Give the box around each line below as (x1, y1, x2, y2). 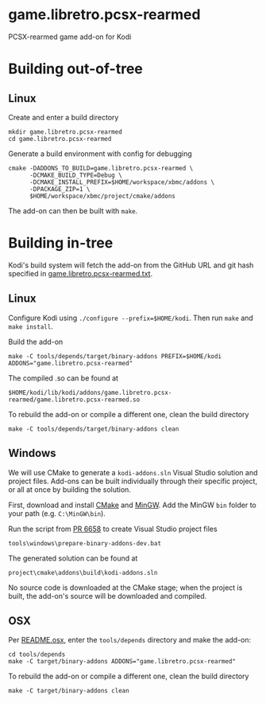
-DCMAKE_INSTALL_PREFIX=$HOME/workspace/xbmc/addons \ (29, 178, 215, 186)
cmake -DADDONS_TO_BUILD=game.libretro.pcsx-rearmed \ (8, 164, 194, 172)
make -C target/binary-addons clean (8, 687, 129, 695)
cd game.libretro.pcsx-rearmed (8, 135, 112, 143)
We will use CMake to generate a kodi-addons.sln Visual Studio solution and (8, 467, 258, 477)
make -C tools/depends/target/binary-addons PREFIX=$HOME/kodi (8, 352, 222, 360)
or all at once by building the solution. (8, 484, 131, 494)
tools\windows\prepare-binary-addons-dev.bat (8, 539, 161, 547)
